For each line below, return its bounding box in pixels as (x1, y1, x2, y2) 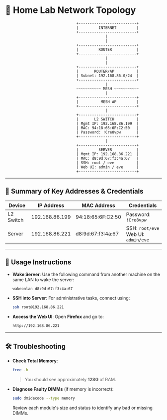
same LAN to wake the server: (12, 276, 75, 283)
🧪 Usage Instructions (5, 258, 72, 267)
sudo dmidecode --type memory (12, 396, 76, 401)
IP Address (38, 202, 65, 209)
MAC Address (82, 202, 115, 209)
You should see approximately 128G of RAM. (24, 377, 116, 382)
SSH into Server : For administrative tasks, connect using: (12, 295, 130, 301)
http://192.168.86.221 (12, 323, 60, 328)
